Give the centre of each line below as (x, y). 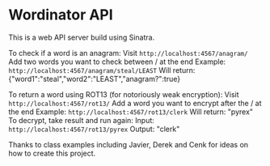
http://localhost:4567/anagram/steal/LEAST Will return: (102, 70)
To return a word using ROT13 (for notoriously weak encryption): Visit (124, 94)
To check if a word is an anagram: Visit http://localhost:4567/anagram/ (128, 53)
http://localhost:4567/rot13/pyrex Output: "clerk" (94, 129)
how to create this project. (52, 153)
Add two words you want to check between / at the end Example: (117, 62)
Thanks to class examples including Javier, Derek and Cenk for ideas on (129, 144)
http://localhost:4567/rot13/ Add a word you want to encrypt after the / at (135, 103)
